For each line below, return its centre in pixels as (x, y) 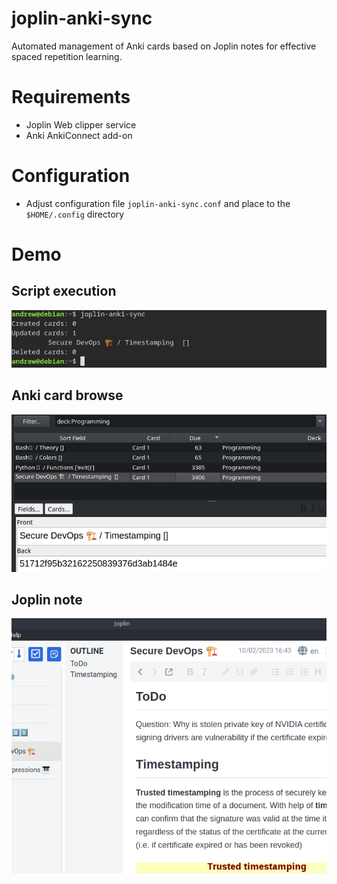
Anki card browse (67, 395)
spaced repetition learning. (67, 56)
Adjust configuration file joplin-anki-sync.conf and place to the (158, 203)
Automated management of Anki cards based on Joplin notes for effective (164, 46)
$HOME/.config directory (75, 214)
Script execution (64, 291)
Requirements (71, 97)
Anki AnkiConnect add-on (79, 135)
